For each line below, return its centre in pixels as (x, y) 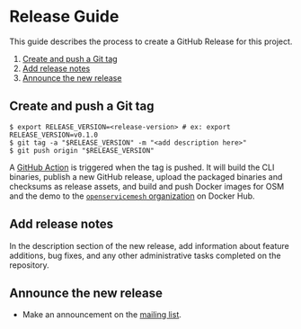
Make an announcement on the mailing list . (102, 315)
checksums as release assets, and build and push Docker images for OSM (147, 186)
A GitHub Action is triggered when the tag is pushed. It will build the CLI (142, 167)
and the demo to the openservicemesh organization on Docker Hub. (132, 196)
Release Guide (64, 17)
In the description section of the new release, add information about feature (150, 245)
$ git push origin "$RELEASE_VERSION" (82, 150)
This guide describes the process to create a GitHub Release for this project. (151, 41)
